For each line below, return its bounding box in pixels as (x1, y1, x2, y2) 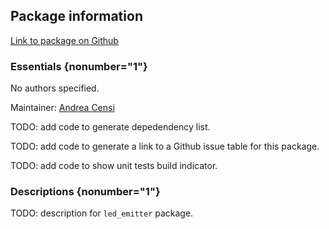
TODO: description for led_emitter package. (10, 207, 194, 219)
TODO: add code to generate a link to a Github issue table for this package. (10, 140, 320, 153)
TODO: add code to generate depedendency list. (10, 121, 211, 133)
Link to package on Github (10, 34, 119, 46)
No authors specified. (10, 82, 100, 94)
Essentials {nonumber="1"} (10, 59, 148, 73)
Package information (10, 8, 143, 25)
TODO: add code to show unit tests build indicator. (10, 160, 218, 172)
